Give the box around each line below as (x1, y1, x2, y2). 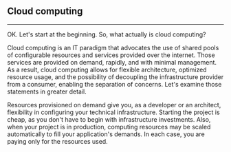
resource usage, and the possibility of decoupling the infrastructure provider (7, 72, 224, 81)
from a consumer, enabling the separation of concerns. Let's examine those (7, 80, 222, 88)
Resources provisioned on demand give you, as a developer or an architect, (7, 100, 221, 109)
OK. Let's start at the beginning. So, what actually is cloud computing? (7, 30, 206, 39)
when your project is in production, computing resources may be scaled (7, 122, 211, 131)
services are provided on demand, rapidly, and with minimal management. (7, 58, 217, 66)
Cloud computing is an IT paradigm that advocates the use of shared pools (7, 43, 219, 52)
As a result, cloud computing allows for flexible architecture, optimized (7, 65, 208, 74)
